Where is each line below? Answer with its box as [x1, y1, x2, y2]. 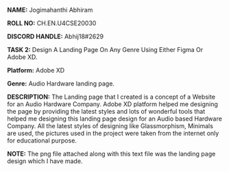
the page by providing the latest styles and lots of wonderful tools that [7, 108, 206, 115]
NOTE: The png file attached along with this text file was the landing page [7, 150, 216, 158]
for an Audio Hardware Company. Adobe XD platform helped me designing [7, 100, 218, 108]
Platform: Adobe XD [7, 66, 65, 74]
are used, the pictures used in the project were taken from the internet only [7, 130, 219, 137]
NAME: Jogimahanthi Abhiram [7, 6, 93, 14]
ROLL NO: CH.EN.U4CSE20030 [7, 19, 97, 27]
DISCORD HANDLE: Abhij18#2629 [7, 32, 104, 40]
